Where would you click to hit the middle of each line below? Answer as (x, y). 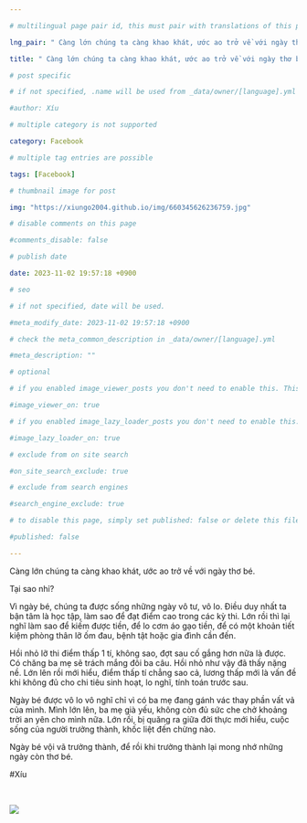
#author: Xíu (34, 109)
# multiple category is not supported (83, 125)
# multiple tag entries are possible (81, 158)
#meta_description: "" (53, 356)
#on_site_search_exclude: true (69, 471)
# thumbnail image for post (63, 191)
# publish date (38, 257)
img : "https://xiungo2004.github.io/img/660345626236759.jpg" (130, 207)
